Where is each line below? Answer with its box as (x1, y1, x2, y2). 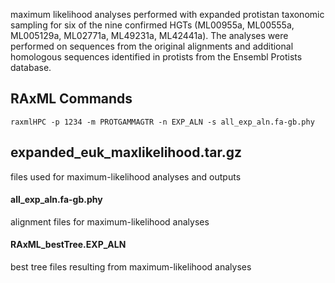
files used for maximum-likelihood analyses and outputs (10, 170, 242, 183)
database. (10, 62, 52, 73)
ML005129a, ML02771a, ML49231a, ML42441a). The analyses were (10, 30, 289, 41)
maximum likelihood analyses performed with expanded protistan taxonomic (10, 9, 325, 20)
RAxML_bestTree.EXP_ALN (10, 239, 127, 251)
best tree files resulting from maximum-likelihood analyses (10, 261, 252, 273)
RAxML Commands (10, 90, 133, 108)
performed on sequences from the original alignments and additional (10, 40, 294, 52)
